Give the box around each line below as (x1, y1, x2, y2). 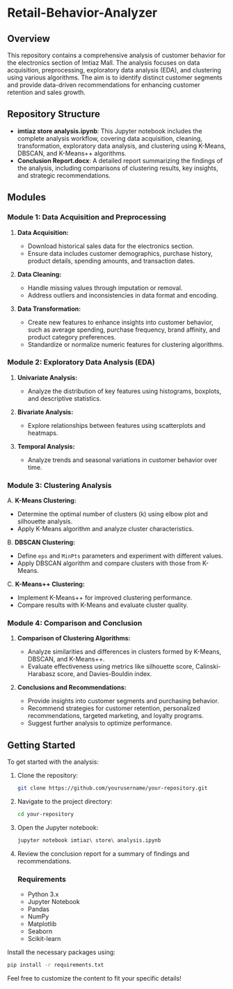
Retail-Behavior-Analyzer (7, 5, 158, 21)
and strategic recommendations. (17, 171, 111, 179)
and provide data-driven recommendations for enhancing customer (7, 81, 200, 89)
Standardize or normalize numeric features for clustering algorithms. (27, 340, 224, 348)
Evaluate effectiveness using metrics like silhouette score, (27, 662, 195, 670)
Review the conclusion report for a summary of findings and (17, 849, 190, 858)
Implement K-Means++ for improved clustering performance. (17, 594, 193, 602)
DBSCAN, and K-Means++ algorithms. (17, 148, 127, 158)
